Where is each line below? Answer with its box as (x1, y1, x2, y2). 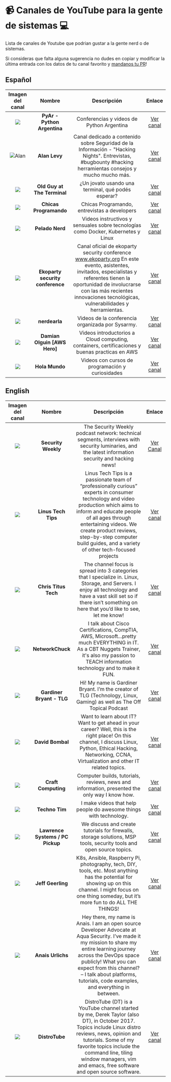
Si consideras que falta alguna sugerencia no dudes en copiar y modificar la (5, 55, 165, 62)
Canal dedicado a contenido (73, 133, 141, 140)
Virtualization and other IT (77, 758, 140, 765)
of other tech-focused (81, 546, 136, 553)
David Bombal (34, 738, 69, 745)
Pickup (43, 840, 61, 847)
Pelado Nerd (35, 225, 66, 232)
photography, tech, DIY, (80, 860, 137, 868)
